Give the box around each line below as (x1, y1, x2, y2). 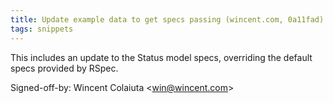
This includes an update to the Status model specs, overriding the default (10, 51, 313, 63)
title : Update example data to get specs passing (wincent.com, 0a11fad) (10, 14, 325, 25)
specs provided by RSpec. (10, 62, 119, 74)
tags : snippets (10, 24, 74, 34)
